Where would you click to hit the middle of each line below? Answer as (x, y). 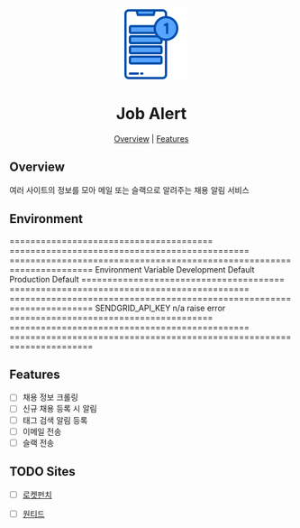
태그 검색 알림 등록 (55, 420)
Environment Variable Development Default (175, 269)
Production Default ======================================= (147, 279)
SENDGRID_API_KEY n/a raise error (160, 308)
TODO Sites (43, 472)
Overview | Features (151, 138)
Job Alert (151, 114)
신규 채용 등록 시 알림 (59, 409)
